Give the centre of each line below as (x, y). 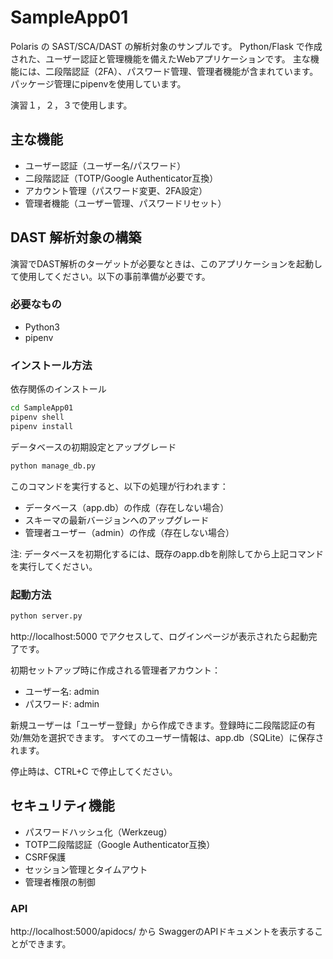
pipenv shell (37, 417)
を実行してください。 (54, 566)
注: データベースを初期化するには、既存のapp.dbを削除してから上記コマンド (167, 553)
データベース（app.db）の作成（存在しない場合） (127, 507)
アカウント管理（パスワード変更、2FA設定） (116, 190)
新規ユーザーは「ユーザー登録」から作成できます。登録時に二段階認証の (159, 725)
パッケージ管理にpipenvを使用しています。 (98, 83)
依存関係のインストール (58, 389)
